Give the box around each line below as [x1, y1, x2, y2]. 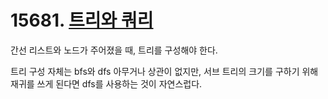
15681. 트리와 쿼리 [10, 9, 154, 32]
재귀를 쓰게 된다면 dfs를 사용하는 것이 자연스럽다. [10, 77, 203, 90]
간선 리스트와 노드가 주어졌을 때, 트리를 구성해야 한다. [10, 44, 218, 56]
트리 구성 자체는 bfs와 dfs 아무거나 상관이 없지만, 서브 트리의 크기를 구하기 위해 [10, 65, 319, 77]
